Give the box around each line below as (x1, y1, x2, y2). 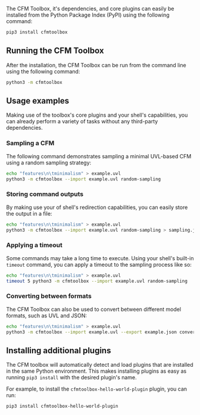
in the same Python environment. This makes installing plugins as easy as (6, 367, 187, 375)
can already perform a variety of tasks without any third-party (6, 118, 158, 125)
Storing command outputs (6, 190, 84, 198)
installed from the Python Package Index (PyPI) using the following (6, 11, 170, 18)
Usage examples (6, 95, 70, 106)
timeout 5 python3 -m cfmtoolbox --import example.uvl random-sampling (6, 278, 187, 284)
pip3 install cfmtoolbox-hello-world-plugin (6, 403, 118, 410)
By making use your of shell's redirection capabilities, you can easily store (6, 204, 188, 211)
